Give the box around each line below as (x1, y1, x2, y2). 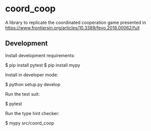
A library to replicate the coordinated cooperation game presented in (5, 19, 146, 25)
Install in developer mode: (5, 72, 58, 78)
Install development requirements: (5, 52, 75, 58)
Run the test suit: (5, 91, 40, 97)
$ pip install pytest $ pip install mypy (5, 62, 81, 68)
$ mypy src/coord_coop (5, 120, 54, 126)
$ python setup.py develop (5, 81, 61, 87)
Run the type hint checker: (5, 110, 60, 116)
